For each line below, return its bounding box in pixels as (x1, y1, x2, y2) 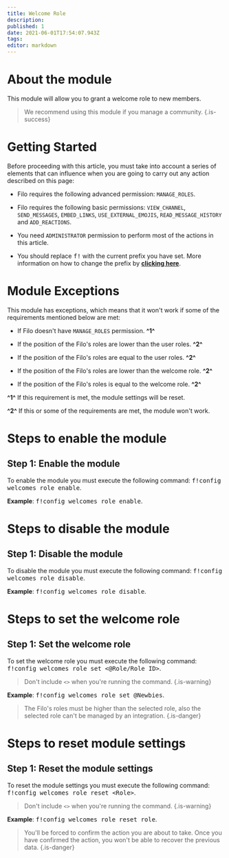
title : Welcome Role (7, 10, 67, 17)
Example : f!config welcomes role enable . (7, 497, 143, 505)
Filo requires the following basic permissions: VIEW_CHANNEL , (17, 203, 186, 211)
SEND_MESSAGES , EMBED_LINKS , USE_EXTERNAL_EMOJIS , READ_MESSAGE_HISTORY (17, 211, 222, 219)
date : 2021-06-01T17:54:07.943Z (7, 29, 100, 36)
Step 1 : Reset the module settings (7, 763, 153, 775)
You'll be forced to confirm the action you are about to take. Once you (23, 828, 222, 837)
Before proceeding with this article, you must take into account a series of (7, 162, 217, 170)
